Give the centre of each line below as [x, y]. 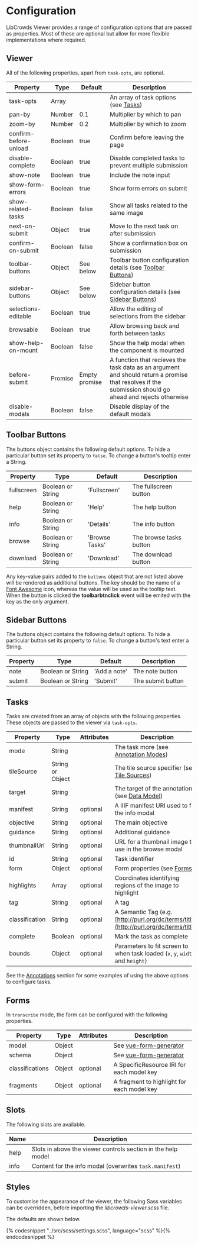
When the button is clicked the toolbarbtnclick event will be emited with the [98, 595]
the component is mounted [147, 350]
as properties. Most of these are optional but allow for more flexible [88, 33]
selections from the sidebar [148, 316]
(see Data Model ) [139, 796]
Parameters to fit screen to [151, 946]
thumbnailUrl [27, 845]
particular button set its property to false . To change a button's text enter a [98, 641]
